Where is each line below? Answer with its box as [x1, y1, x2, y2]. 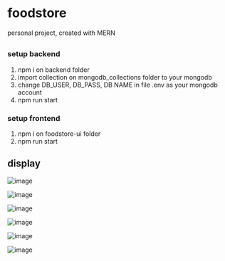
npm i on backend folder [17, 65, 90, 74]
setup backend [7, 49, 61, 59]
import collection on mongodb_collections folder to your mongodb [17, 73, 212, 81]
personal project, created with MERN [7, 28, 115, 37]
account [17, 87, 43, 97]
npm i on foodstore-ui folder [17, 129, 101, 138]
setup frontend [7, 113, 61, 123]
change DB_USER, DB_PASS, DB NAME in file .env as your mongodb [17, 80, 219, 89]
